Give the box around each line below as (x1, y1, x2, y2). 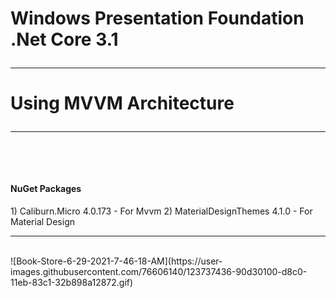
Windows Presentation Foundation (10, 7, 305, 30)
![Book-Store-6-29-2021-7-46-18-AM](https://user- (10, 255, 223, 267)
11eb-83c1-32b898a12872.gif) (10, 276, 134, 288)
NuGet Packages (10, 182, 82, 194)
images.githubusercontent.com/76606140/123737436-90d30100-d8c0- (10, 265, 308, 277)
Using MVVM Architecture (10, 92, 235, 115)
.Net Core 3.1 (10, 28, 119, 51)
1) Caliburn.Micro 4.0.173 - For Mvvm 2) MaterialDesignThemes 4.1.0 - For (10, 205, 313, 217)
